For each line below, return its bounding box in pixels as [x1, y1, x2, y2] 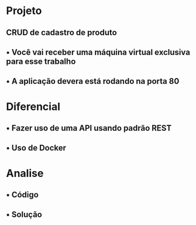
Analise [6, 166, 44, 180]
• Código [6, 189, 39, 200]
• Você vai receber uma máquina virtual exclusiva [6, 47, 190, 57]
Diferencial [6, 100, 60, 113]
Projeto [6, 4, 42, 18]
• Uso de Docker [6, 143, 66, 153]
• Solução [6, 210, 42, 220]
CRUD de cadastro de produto [6, 28, 117, 37]
